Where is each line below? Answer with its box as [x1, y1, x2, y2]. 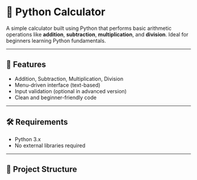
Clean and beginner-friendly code [14, 94, 97, 101]
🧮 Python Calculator [6, 5, 106, 19]
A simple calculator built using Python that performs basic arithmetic [6, 25, 172, 32]
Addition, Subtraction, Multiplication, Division [14, 75, 124, 82]
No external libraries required [14, 142, 86, 149]
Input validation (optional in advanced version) [14, 87, 127, 94]
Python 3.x [14, 135, 41, 142]
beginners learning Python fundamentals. [6, 37, 107, 44]
